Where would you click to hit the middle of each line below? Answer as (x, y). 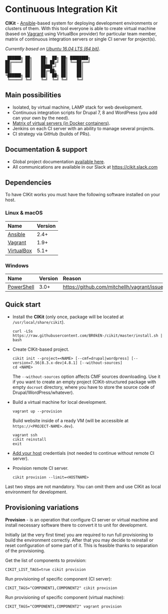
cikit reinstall (29, 439)
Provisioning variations (42, 508)
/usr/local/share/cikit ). (38, 322)
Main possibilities (33, 95)
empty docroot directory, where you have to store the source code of (83, 387)
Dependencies (28, 182)
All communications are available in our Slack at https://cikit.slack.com (85, 167)
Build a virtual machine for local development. (59, 402)
